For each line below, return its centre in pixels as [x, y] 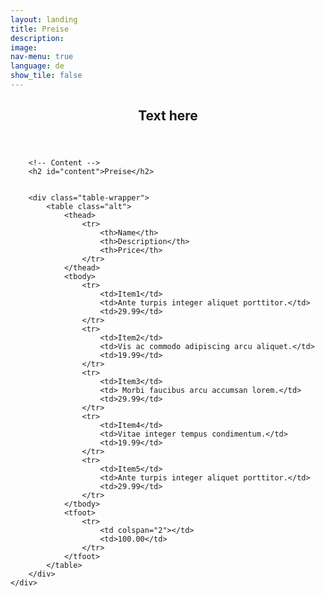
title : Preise [40, 29]
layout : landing [44, 19]
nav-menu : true [42, 57]
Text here [168, 116]
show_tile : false [46, 76]
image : [24, 47]
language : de [37, 66]
